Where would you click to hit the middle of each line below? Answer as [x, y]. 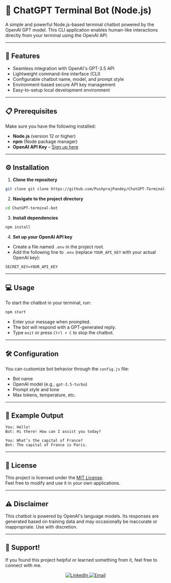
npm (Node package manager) [45, 141]
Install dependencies [35, 218]
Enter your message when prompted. [51, 322]
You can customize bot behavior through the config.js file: [67, 369]
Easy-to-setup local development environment [61, 90]
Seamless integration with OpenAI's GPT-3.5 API [63, 68]
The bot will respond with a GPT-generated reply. [64, 327]
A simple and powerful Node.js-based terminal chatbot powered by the [80, 24]
